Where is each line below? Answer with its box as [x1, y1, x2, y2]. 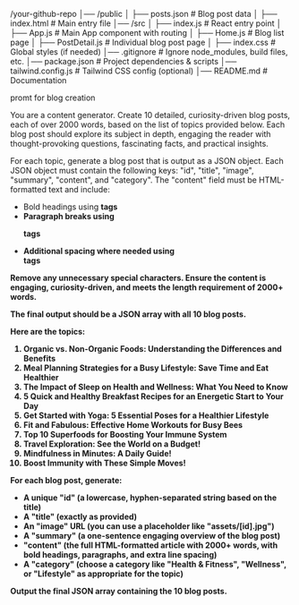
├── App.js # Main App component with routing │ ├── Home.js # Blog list [10, 28, 285, 38]
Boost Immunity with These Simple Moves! [22, 457, 186, 468]
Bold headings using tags [22, 201, 118, 212]
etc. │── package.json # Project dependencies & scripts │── [10, 56, 237, 66]
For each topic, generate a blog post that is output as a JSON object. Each [10, 156, 285, 166]
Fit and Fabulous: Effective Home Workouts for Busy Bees [22, 420, 243, 430]
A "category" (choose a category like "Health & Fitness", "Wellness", [22, 559, 287, 569]
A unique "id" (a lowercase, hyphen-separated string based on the [22, 492, 278, 503]
